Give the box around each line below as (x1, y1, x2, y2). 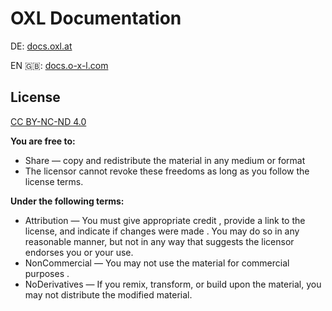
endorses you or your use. (24, 246, 134, 258)
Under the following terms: (10, 195, 125, 207)
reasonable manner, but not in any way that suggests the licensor (24, 235, 295, 247)
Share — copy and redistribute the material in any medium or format (24, 154, 306, 166)
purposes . (24, 267, 70, 279)
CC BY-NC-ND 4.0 (10, 115, 87, 127)
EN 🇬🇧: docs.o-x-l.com (10, 59, 109, 71)
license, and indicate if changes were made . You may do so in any (24, 225, 300, 237)
